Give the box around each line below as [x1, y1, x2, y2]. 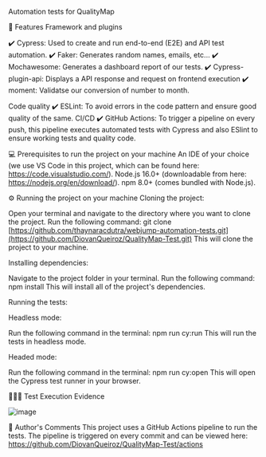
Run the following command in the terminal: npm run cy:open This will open [8, 368, 256, 377]
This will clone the [194, 234, 253, 243]
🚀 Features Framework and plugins [8, 22, 123, 31]
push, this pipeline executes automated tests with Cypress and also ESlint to [8, 125, 259, 134]
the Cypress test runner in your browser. [8, 376, 141, 385]
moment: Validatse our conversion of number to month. [8, 85, 190, 95]
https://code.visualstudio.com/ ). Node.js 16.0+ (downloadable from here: [8, 169, 247, 179]
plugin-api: [8, 74, 44, 83]
